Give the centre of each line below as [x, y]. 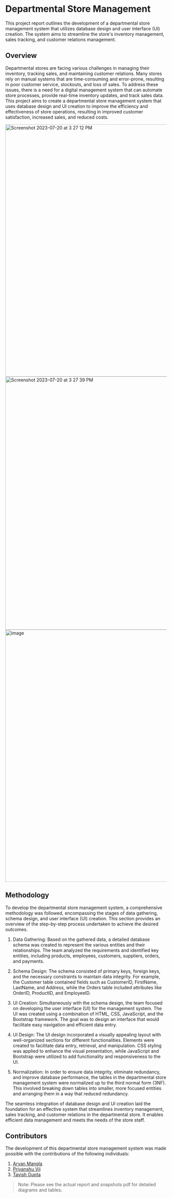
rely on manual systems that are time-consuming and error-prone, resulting [85, 79]
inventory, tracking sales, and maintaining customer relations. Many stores [84, 73]
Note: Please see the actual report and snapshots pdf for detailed [87, 1185]
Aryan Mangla [27, 1164]
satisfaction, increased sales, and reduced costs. [57, 117]
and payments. [28, 961]
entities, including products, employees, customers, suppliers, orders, [86, 956]
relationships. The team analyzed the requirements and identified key [86, 950]
